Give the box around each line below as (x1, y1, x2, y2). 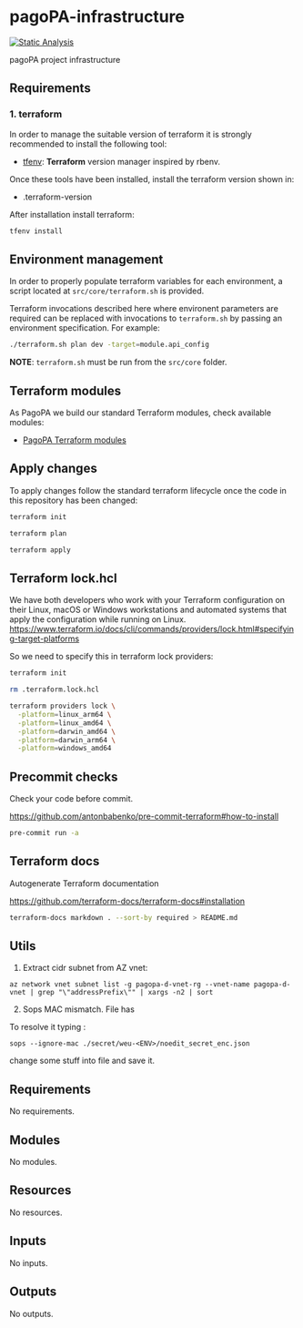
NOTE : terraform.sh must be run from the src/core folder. (9, 357, 227, 368)
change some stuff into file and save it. (9, 1055, 156, 1067)
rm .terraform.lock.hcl (9, 685, 100, 694)
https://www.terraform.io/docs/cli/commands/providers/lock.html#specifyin (9, 624, 294, 635)
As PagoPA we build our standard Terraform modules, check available (9, 407, 271, 418)
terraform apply (9, 545, 71, 555)
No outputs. (9, 1308, 54, 1319)
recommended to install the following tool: (9, 138, 167, 149)
